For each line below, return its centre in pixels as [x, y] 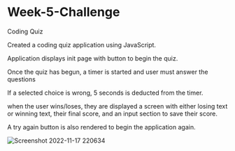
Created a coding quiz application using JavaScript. [81, 45]
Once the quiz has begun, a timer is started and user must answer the [108, 72]
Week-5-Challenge [64, 12]
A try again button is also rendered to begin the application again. [101, 127]
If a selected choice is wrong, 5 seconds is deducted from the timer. [105, 93]
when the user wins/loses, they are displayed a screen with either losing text [117, 106]
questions [22, 79]
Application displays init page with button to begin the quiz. [93, 58]
